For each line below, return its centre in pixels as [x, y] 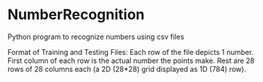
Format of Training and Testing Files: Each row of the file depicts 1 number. [131, 52]
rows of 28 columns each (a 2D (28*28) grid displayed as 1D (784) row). [127, 68]
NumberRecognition [76, 15]
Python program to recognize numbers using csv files [96, 37]
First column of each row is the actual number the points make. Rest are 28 [131, 61]
